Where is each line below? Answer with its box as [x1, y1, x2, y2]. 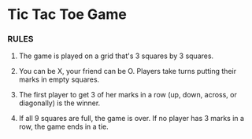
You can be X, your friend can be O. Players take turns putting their [18, 67, 237, 76]
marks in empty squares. [18, 75, 100, 84]
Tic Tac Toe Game [7, 5, 127, 24]
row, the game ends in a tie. [18, 122, 109, 131]
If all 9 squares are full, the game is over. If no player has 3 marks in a [18, 114, 245, 123]
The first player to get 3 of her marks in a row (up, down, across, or [18, 90, 237, 100]
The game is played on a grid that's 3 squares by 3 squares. [18, 51, 214, 60]
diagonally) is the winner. [18, 98, 101, 108]
